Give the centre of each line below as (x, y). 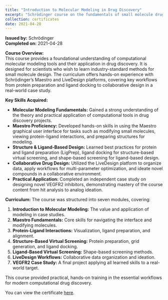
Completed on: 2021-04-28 (34, 44)
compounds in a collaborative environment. (57, 174)
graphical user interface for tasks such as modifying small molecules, (84, 131)
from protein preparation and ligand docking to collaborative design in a (79, 85)
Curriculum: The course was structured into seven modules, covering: (78, 200)
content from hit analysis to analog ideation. (58, 190)
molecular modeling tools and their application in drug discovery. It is (76, 64)
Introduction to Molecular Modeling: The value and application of (80, 209)
